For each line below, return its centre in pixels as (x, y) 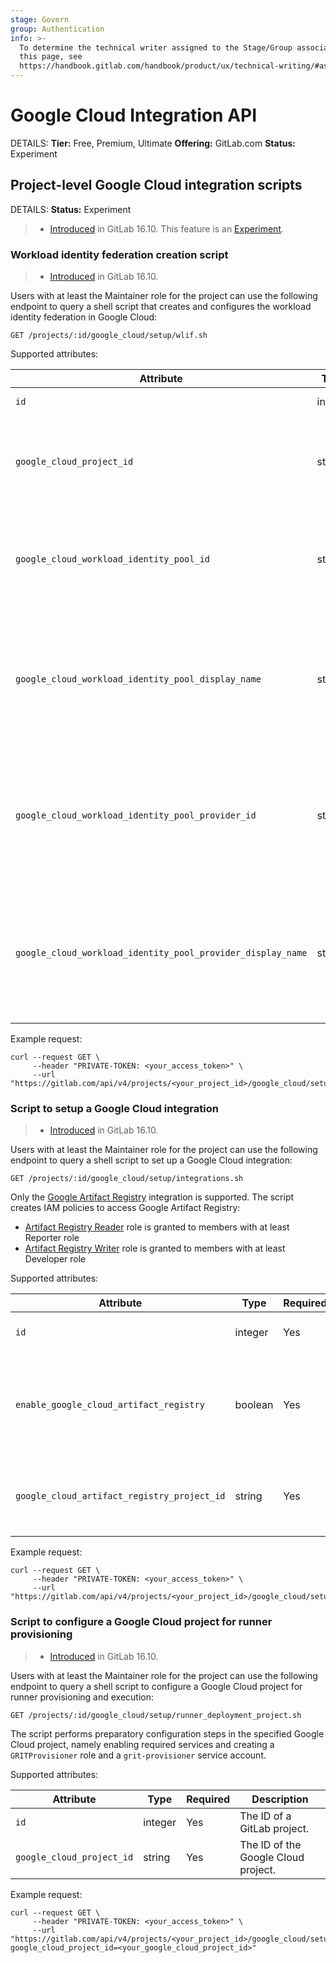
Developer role (55, 1259)
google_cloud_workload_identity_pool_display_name (138, 679)
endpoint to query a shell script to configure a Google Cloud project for (156, 1686)
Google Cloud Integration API (134, 115)
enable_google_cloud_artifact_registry (110, 1405)
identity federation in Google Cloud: (84, 317)
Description (280, 1799)
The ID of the (270, 1844)
